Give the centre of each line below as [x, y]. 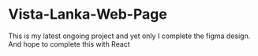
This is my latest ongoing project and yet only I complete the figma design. [129, 36]
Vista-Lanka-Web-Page [88, 14]
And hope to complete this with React [69, 44]
